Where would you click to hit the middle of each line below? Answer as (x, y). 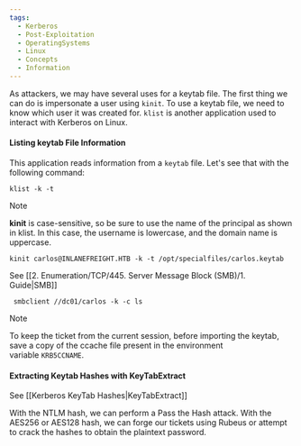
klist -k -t (32, 189)
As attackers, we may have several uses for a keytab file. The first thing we (149, 93)
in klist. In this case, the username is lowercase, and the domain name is (143, 233)
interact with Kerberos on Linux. (68, 122)
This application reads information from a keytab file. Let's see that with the (149, 163)
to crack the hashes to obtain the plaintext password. (108, 432)
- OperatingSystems (54, 43)
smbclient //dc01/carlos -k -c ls (78, 302)
